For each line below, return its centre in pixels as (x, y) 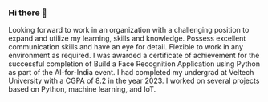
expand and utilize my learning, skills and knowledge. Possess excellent (127, 38)
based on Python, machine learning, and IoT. (82, 89)
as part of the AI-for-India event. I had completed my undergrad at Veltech (131, 73)
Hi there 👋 (28, 13)
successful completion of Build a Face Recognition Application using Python (134, 64)
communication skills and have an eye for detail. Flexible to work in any (126, 47)
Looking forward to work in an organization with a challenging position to (129, 30)
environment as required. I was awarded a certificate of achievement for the (134, 56)
